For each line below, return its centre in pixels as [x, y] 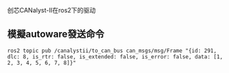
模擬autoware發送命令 [56, 34]
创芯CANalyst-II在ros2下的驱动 [52, 10]
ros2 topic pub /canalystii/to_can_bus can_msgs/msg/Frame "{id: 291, [112, 51]
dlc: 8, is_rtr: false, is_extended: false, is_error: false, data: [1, [115, 57]
